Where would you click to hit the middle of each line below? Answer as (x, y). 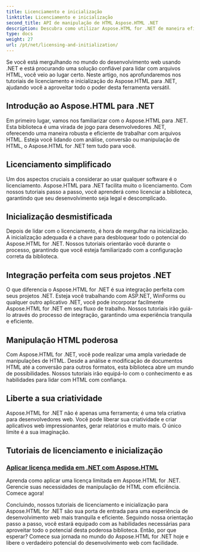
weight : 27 (20, 39)
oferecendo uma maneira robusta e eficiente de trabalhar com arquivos (94, 133)
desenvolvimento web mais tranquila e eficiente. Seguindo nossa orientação (100, 517)
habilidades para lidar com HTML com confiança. (66, 380)
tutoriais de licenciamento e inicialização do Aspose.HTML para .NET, (92, 81)
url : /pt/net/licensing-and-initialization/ (62, 45)
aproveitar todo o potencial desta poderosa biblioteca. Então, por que (91, 530)
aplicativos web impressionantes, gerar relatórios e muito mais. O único (94, 425)
